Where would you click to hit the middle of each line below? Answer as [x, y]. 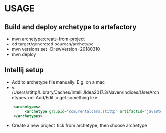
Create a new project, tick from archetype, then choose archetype [79, 125]
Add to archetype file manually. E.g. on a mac [58, 82]
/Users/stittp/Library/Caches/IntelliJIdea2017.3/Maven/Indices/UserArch [85, 92]
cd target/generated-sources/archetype [53, 44]
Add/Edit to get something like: [67, 97]
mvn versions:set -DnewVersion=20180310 [56, 49]
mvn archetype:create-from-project [48, 39]
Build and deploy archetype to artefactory [71, 27]
